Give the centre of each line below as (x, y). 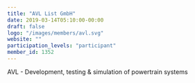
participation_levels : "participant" (62, 46)
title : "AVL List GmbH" (42, 13)
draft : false (26, 26)
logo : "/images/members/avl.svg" (56, 33)
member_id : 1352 (31, 53)
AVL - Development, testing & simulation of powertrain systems (98, 72)
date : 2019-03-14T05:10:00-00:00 (56, 20)
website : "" (24, 39)
